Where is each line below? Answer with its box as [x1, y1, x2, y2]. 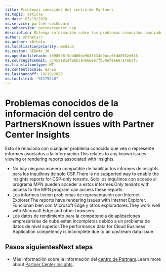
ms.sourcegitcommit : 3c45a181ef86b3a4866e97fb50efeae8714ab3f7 [5, 58, 138, 63]
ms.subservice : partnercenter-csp [5, 26, 77, 31]
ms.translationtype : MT [5, 62, 54, 67]
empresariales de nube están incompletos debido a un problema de [12, 218, 150, 224]
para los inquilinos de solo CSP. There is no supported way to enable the [12, 171, 159, 177]
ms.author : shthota [5, 40, 45, 45]
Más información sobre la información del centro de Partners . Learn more [12, 256, 161, 262]
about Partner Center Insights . [12, 261, 74, 267]
